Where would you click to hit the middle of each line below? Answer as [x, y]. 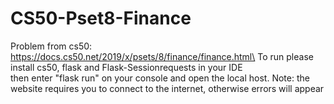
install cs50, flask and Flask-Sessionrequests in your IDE [126, 67]
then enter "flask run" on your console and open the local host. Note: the [160, 78]
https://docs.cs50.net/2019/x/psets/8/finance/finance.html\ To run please [162, 56]
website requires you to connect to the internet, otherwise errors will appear [167, 88]
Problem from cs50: [51, 46]
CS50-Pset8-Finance [101, 18]
